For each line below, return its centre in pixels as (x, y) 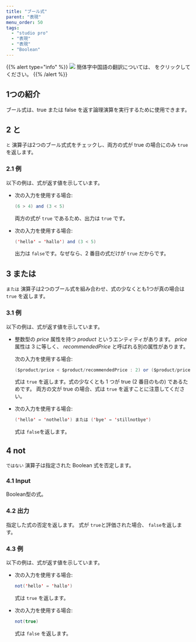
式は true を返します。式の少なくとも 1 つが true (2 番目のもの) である (99, 382)
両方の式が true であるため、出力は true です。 (71, 218)
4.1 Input (18, 481)
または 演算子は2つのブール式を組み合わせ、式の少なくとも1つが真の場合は (95, 289)
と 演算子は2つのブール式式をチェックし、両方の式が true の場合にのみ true (97, 145)
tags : (13, 28)
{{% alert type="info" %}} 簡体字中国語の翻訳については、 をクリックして (98, 67)
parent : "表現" (24, 17)
